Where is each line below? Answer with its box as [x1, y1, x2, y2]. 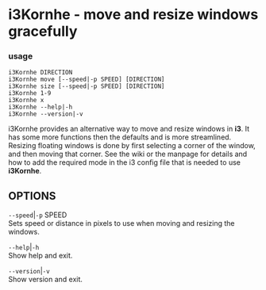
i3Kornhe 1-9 [8, 90, 52, 97]
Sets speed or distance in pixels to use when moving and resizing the [8, 219, 235, 228]
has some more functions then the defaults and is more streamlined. [8, 132, 232, 142]
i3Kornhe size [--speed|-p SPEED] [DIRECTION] [8, 82, 165, 90]
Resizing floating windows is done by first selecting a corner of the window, [8, 141, 256, 151]
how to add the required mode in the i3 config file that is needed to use [8, 158, 241, 167]
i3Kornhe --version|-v [8, 110, 83, 118]
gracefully [8, 22, 78, 40]
